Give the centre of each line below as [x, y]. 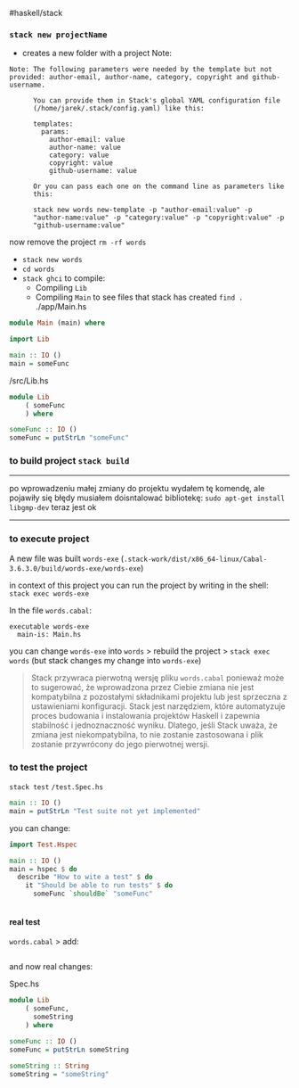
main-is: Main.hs [49, 634]
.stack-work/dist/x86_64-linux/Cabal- [195, 559]
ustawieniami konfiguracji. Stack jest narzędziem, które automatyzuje [158, 706]
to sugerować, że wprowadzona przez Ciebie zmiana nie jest [142, 687]
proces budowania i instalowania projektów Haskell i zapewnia [145, 715]
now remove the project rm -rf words [78, 242]
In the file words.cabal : [50, 610]
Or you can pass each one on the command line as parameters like [158, 186]
